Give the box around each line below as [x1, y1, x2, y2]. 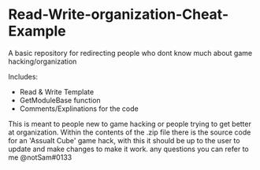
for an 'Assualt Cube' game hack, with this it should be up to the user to [8, 135, 240, 145]
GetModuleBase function [19, 95, 101, 105]
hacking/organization [8, 57, 77, 66]
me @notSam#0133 [8, 152, 72, 162]
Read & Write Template [19, 87, 95, 96]
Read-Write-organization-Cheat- [8, 6, 229, 24]
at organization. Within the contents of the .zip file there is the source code [8, 128, 251, 137]
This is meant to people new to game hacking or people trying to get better [8, 119, 252, 128]
